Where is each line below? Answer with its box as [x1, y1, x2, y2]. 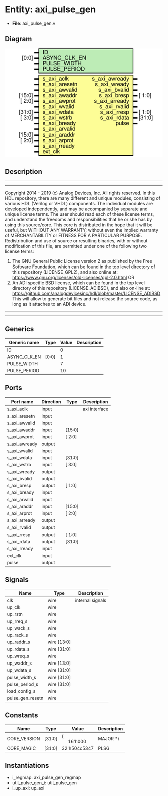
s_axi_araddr [7, 503, 33, 509]
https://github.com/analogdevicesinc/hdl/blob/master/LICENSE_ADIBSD [12, 290, 161, 297]
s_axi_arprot [7, 510, 32, 516]
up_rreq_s [7, 618, 28, 624]
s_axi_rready [7, 546, 33, 552]
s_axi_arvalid [7, 496, 34, 502]
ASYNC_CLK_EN [7, 354, 41, 360]
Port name [11, 399, 34, 405]
